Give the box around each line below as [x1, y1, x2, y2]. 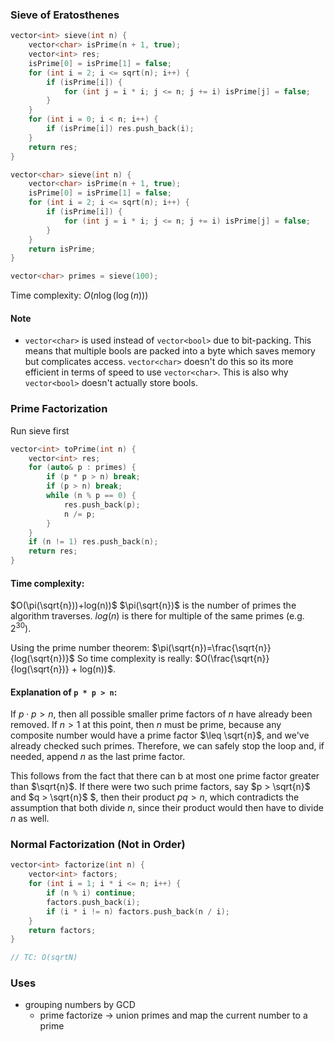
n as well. [10, 813, 50, 825]
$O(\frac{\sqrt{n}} [194, 652, 270, 664]
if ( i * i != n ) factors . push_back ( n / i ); [46, 906, 230, 917]
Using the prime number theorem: [10, 641, 150, 653]
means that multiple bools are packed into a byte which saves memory [24, 345, 316, 357]
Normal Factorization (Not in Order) [10, 838, 186, 852]
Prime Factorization [10, 402, 108, 416]
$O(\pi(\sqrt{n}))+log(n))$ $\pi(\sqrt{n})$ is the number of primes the [10, 599, 297, 612]
